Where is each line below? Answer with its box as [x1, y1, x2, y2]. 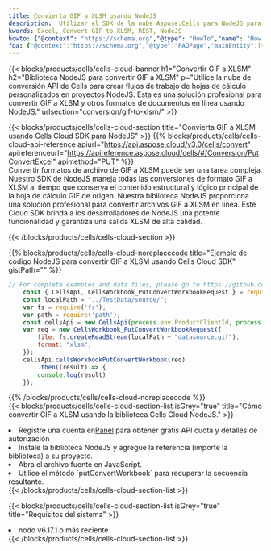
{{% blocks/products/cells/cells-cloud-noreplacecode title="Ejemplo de [8, 248, 248, 258]
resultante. [8, 477, 44, 486]
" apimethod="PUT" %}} [52, 157, 135, 166]
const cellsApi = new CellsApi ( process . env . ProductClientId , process [23, 318, 262, 327]
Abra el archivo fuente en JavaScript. [19, 460, 143, 470]
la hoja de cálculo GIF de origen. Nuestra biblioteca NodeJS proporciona [8, 191, 250, 201]
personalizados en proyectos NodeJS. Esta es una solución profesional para [8, 90, 262, 99]
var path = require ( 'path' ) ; [23, 311, 121, 319]
